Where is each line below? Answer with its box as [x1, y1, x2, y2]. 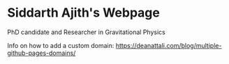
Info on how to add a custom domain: [7, 41, 114, 49]
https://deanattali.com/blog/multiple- [115, 41, 222, 49]
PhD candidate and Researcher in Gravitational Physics [7, 28, 165, 36]
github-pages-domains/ [7, 49, 76, 57]
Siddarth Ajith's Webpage [7, 5, 161, 21]
